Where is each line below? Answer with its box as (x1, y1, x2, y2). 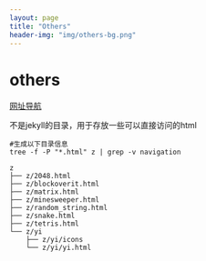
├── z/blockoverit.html (9, 179, 100, 189)
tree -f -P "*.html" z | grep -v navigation (9, 147, 181, 157)
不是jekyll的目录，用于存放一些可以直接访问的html (9, 120, 198, 131)
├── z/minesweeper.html (9, 196, 100, 205)
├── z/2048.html (9, 172, 71, 181)
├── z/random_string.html (9, 204, 108, 213)
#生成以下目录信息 (9, 140, 68, 149)
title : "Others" (9, 22, 71, 31)
